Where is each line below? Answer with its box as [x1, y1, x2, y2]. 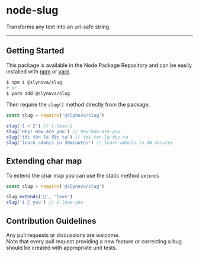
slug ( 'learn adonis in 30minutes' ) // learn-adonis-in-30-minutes [6, 140, 174, 146]
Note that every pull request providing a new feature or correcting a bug [6, 238, 182, 245]
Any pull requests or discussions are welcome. [6, 232, 120, 239]
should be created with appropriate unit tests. [6, 244, 117, 251]
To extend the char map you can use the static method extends [6, 172, 160, 179]
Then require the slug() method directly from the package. [6, 101, 150, 108]
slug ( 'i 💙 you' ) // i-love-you [6, 200, 84, 205]
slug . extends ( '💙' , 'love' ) [6, 194, 73, 200]
